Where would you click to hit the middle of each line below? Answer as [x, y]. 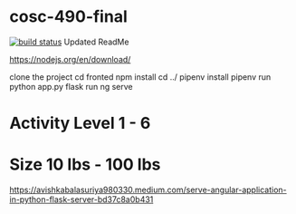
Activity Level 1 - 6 [80, 123]
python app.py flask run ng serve [71, 86]
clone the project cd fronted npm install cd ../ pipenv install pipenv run [140, 77]
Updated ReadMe [96, 42]
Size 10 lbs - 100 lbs [85, 165]
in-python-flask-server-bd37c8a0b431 [81, 199]
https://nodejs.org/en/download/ [70, 59]
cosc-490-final [69, 17]
